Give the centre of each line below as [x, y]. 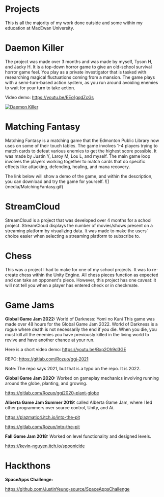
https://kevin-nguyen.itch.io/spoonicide [45, 446]
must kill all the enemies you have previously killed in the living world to [77, 334]
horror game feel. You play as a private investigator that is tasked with [76, 72]
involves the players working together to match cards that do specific [75, 161]
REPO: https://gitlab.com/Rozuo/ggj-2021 [47, 359]
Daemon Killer [35, 48]
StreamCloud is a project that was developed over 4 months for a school [78, 220]
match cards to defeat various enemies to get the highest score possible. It [81, 151]
